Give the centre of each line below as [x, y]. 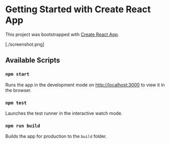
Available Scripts [33, 61]
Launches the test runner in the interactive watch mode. [64, 113]
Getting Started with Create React [78, 9]
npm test [16, 103]
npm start [17, 74]
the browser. [19, 90]
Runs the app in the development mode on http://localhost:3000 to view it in [85, 85]
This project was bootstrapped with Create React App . [62, 34]
